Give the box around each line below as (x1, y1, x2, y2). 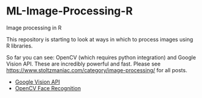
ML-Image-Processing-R (6, 4, 133, 18)
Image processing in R (6, 24, 62, 31)
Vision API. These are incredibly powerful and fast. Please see (6, 60, 161, 67)
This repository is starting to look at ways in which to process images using (6, 35, 194, 43)
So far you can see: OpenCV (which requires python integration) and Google (6, 54, 196, 61)
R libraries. (6, 42, 33, 49)
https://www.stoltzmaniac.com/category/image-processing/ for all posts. (6, 66, 188, 73)
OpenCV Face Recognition (14, 84, 81, 91)
